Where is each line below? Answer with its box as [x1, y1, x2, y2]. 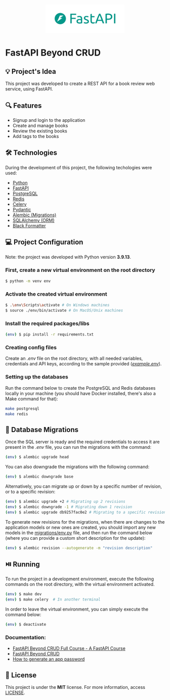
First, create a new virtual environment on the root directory [5, 266, 155, 273]
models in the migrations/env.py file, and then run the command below [5, 530, 153, 536]
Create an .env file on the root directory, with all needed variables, [5, 355, 143, 361]
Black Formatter [12, 222, 47, 228]
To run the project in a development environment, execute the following [5, 576, 154, 582]
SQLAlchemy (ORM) [12, 217, 55, 223]
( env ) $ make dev [5, 592, 42, 597]
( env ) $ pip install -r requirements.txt [5, 332, 94, 337]
